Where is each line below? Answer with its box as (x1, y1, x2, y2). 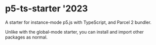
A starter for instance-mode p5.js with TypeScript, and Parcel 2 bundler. (5, 19, 152, 25)
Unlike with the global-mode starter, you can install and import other (5, 29, 144, 35)
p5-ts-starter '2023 (5, 3, 88, 14)
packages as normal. (5, 34, 48, 40)
